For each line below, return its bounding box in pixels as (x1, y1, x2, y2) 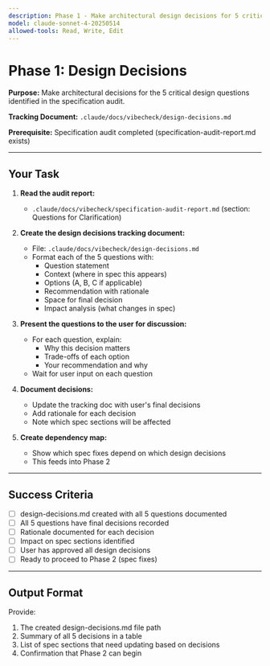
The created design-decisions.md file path (19, 623, 162, 632)
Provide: (8, 607, 36, 617)
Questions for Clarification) (31, 212, 122, 222)
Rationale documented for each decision (19, 528, 154, 537)
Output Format (8, 586, 84, 599)
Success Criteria (8, 487, 94, 501)
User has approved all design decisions (19, 545, 151, 555)
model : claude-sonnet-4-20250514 (8, 19, 121, 27)
